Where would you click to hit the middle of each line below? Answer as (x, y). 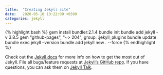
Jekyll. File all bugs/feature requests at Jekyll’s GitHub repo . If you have (77, 62)
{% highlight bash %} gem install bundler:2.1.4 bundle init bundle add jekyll (80, 32)
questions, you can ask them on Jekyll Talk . (49, 67)
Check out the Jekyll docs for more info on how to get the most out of (75, 57)
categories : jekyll (25, 18)
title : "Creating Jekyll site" (38, 9)
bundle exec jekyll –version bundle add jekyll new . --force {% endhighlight (80, 43)
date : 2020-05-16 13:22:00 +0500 (41, 14)
